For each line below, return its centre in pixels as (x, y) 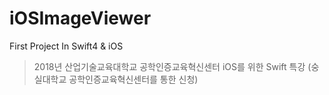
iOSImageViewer (80, 18)
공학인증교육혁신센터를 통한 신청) (133, 79)
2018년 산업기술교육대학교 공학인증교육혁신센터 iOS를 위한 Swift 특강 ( (172, 66)
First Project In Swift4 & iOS (66, 46)
